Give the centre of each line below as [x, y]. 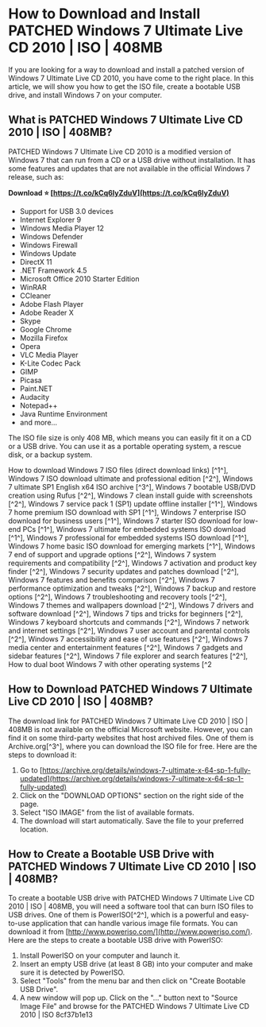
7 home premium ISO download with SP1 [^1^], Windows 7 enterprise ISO [127, 512]
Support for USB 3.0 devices [66, 211]
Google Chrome [46, 329]
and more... [39, 422]
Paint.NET [36, 388]
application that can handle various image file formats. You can [135, 924]
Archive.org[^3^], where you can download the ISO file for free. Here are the [133, 746]
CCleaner [35, 296]
